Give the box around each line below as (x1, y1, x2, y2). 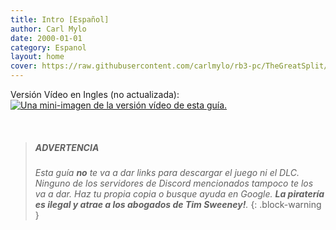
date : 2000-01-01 (10, 33, 83, 43)
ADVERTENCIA (34, 141, 100, 153)
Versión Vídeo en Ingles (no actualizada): (10, 89, 180, 100)
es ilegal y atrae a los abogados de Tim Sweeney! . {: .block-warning (34, 198, 322, 210)
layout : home (10, 52, 65, 62)
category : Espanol (10, 42, 87, 53)
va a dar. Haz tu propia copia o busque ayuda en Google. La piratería (34, 187, 325, 200)
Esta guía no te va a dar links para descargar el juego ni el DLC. (34, 166, 300, 178)
